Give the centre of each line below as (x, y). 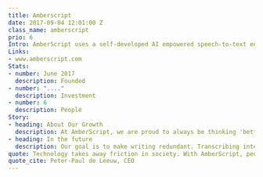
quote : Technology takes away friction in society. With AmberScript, (126, 154)
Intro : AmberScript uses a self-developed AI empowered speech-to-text (127, 45)
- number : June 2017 (42, 74)
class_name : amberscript (49, 30)
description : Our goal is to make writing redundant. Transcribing (128, 146)
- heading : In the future (50, 139)
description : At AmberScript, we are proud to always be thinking (126, 132)
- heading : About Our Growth (56, 125)
